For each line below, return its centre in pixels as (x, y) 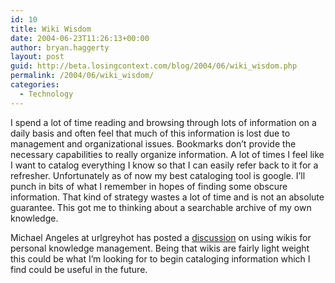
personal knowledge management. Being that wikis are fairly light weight (160, 248)
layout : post (37, 57)
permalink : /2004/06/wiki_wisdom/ (82, 76)
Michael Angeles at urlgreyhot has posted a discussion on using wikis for (161, 237)
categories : (35, 85)
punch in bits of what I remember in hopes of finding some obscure (149, 186)
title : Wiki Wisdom (51, 29)
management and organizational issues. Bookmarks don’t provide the (153, 143)
